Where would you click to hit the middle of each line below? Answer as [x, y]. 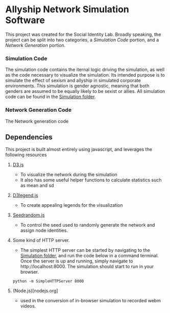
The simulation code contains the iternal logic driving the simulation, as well [85, 69]
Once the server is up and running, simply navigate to [77, 261]
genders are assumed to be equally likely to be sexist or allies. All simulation [85, 91]
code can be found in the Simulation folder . [51, 97]
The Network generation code [37, 121]
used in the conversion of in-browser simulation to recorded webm [90, 301]
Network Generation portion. [35, 45]
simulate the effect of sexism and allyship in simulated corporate [73, 81]
